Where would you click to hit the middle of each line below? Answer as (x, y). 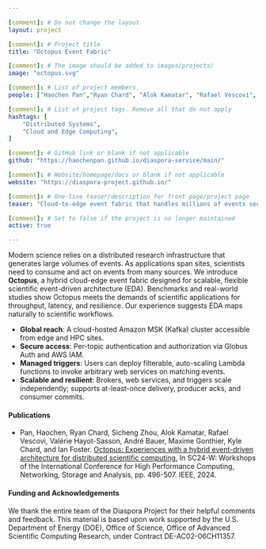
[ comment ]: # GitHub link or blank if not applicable (99, 153)
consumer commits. (52, 397)
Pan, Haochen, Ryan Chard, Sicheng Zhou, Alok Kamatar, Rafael (124, 432)
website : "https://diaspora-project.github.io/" (90, 182)
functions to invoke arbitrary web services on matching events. (122, 372)
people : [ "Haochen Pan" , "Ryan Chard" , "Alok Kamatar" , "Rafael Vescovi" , (133, 95)
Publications (29, 415)
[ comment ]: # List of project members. (74, 88)
